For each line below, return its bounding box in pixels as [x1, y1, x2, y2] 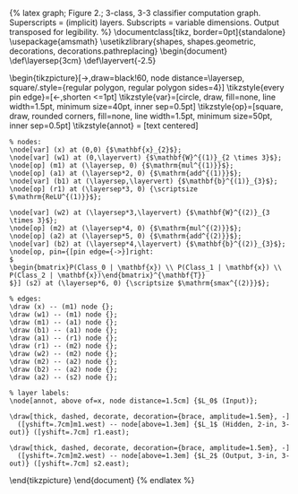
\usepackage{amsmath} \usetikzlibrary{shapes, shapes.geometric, [9, 36, 257, 47]
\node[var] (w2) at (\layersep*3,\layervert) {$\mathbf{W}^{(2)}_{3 [9, 208, 270, 217]
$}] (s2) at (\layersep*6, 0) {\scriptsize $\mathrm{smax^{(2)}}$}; [9, 279, 270, 288]
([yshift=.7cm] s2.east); [32, 459, 130, 468]
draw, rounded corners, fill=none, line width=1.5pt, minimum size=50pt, [9, 111, 273, 121]
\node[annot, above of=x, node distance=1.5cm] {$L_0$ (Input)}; [9, 396, 258, 405]
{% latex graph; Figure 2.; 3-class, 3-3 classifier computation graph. [9, 8, 261, 18]
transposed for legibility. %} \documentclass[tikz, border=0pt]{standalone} [9, 27, 286, 37]
